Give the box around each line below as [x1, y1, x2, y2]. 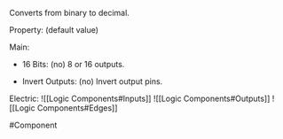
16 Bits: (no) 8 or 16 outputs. [21, 59, 125, 69]
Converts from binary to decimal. [9, 8, 130, 18]
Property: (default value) [9, 25, 99, 35]
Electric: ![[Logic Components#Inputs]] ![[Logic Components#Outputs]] [9, 93, 271, 104]
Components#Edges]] [36, 103, 118, 113]
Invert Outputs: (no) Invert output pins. [21, 76, 163, 87]
